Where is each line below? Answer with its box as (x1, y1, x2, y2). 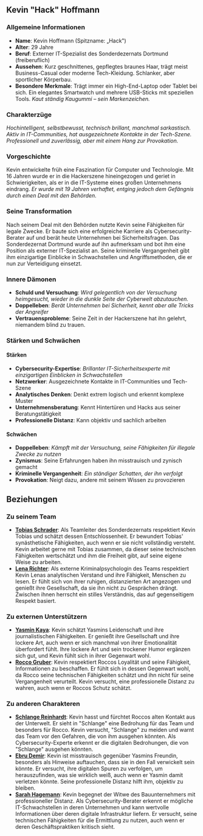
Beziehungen (6, 494, 58, 504)
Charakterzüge (6, 110, 52, 119)
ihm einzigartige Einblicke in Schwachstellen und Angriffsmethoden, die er (6, 253, 193, 260)
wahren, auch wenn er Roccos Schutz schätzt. (15, 684, 132, 692)
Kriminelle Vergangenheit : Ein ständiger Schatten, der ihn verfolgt (15, 470, 183, 477)
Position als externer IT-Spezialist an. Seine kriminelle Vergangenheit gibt (6, 246, 190, 254)
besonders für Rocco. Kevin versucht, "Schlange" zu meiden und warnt (15, 726, 194, 734)
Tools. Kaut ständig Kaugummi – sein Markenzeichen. (15, 95, 150, 102)
